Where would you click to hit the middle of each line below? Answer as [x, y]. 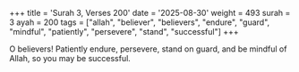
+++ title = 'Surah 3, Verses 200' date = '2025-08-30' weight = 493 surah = [150, 13]
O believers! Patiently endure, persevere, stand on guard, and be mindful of [148, 49]
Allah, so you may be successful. [70, 58]
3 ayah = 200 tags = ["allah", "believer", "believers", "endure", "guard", [140, 22]
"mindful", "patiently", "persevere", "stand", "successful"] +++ [124, 32]
